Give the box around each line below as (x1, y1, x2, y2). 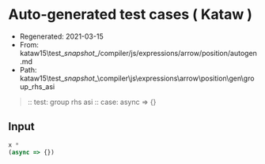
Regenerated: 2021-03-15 (19, 32, 104, 41)
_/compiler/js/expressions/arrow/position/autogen (94, 48, 257, 58)
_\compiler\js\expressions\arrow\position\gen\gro (94, 73, 255, 83)
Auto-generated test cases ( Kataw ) (8, 6, 253, 24)
